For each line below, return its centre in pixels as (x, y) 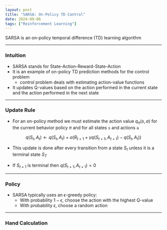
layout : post (19, 10)
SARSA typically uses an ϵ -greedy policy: (55, 195)
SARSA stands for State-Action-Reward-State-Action (66, 66)
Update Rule (20, 110)
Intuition (16, 55)
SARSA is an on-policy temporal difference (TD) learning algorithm (73, 38)
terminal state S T (30, 155)
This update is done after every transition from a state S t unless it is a (83, 149)
